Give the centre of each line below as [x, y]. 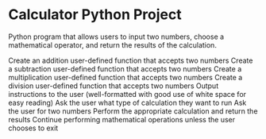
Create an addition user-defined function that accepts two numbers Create [131, 60]
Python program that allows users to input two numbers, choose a [116, 37]
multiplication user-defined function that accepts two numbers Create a [125, 77]
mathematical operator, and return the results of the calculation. [112, 44]
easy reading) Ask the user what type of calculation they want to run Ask [127, 102]
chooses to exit [33, 128]
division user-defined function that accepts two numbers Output [114, 86]
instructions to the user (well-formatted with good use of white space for [127, 94]
